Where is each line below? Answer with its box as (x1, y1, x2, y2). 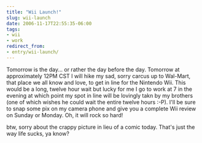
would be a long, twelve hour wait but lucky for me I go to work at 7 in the (6, 85, 192, 93)
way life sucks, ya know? (6, 129, 69, 137)
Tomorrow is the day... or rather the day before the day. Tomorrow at (6, 66, 180, 73)
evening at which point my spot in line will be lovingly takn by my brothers (6, 91, 193, 99)
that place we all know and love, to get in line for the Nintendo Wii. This (6, 79, 186, 86)
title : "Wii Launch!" (6, 9, 62, 15)
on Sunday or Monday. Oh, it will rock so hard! (6, 111, 123, 118)
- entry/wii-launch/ (6, 49, 60, 55)
